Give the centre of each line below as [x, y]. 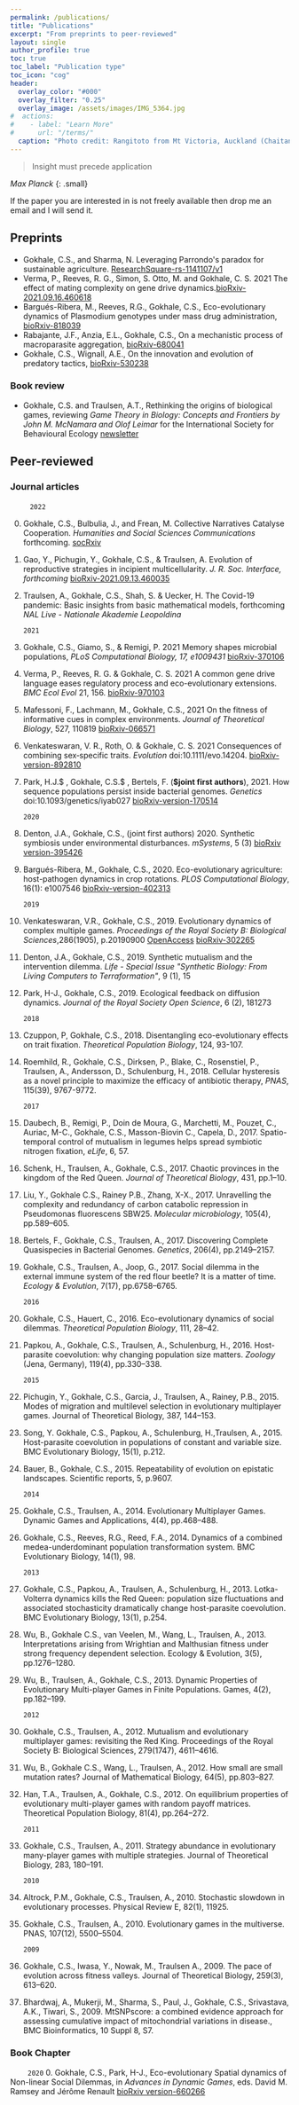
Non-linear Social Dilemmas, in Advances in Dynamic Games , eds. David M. [149, 2082]
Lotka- [266, 1589]
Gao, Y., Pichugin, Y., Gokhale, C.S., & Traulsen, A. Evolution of [138, 559]
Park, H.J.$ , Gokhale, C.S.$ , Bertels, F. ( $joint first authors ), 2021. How [156, 782]
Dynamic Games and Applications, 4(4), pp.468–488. [120, 1520]
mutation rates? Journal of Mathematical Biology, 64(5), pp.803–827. [148, 1777]
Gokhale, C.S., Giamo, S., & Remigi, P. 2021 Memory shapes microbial [150, 647]
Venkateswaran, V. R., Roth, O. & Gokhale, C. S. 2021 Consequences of [152, 745]
